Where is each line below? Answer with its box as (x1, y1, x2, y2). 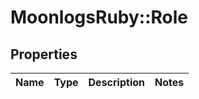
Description (88, 76, 145, 89)
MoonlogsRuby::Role (10, 6, 189, 29)
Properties (10, 46, 78, 63)
